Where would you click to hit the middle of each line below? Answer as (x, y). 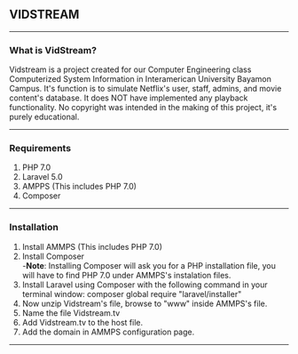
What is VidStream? (53, 50)
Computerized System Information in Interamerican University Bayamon (141, 79)
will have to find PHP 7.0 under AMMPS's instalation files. (126, 275)
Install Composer (53, 256)
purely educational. (44, 117)
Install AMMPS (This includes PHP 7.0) (92, 246)
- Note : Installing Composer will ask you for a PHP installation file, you (149, 265)
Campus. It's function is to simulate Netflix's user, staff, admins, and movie (145, 89)
